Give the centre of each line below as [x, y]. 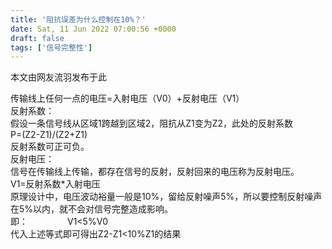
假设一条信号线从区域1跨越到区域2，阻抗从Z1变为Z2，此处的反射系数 [152, 123]
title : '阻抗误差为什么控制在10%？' [78, 19]
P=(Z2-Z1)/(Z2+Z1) [49, 135]
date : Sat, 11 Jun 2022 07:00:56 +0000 [93, 29]
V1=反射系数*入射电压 [55, 184]
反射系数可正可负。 [50, 147]
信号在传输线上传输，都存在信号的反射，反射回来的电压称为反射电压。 [155, 172]
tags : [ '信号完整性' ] [51, 47]
